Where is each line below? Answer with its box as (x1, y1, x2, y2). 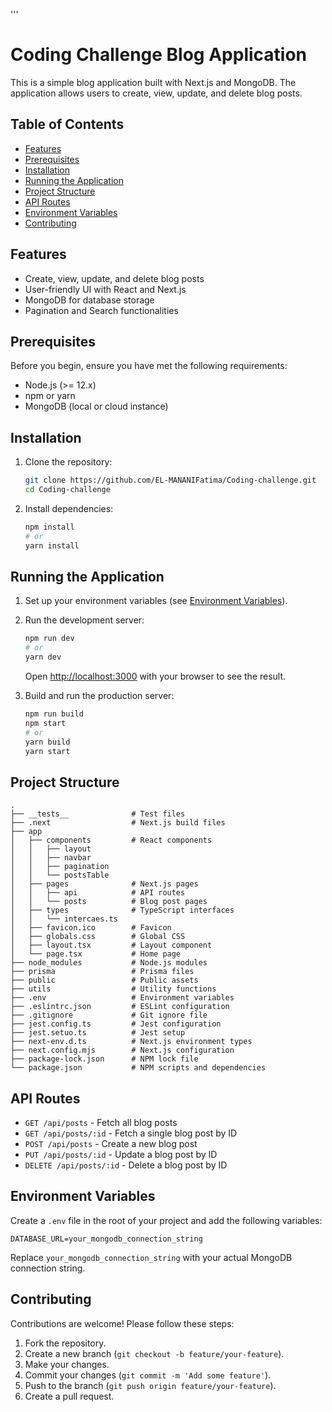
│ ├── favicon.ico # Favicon (10, 923, 172, 933)
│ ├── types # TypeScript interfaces (10, 905, 235, 916)
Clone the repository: (24, 456, 113, 468)
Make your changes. (24, 1358, 110, 1370)
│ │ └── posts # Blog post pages (10, 897, 208, 907)
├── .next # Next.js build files (10, 818, 226, 828)
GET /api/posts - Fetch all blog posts (24, 1117, 178, 1128)
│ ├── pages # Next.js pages (10, 879, 199, 889)
